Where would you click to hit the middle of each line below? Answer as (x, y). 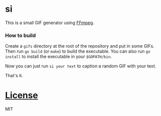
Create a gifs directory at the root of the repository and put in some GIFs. (80, 46)
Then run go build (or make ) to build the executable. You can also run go (78, 51)
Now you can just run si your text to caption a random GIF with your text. (81, 66)
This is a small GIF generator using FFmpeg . (50, 23)
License (22, 96)
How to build (20, 35)
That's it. (14, 76)
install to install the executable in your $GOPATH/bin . (59, 57)
